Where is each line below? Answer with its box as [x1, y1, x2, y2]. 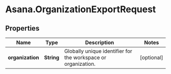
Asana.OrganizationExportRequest [5, 4, 156, 15]
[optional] [139, 54, 163, 61]
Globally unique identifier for [64, 47, 132, 55]
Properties [5, 24, 40, 33]
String [44, 54, 60, 61]
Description [85, 39, 115, 46]
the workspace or [64, 54, 106, 61]
